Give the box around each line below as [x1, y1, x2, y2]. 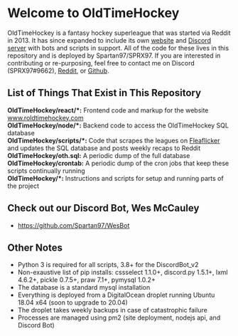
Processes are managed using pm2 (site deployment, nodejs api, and [17, 313, 221, 322]
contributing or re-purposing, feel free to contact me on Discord [7, 58, 195, 67]
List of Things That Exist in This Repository [7, 87, 201, 99]
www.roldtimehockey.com [7, 113, 84, 122]
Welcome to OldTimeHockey [7, 5, 180, 21]
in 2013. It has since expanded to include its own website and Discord [7, 36, 212, 44]
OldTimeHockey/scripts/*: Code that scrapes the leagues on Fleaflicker [7, 136, 220, 145]
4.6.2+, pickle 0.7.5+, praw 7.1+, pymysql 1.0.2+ [17, 275, 156, 284]
